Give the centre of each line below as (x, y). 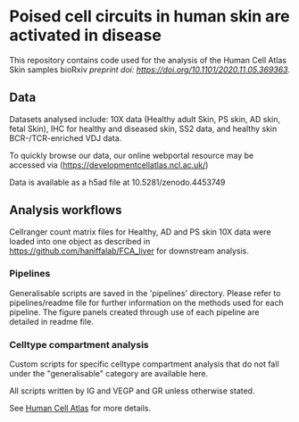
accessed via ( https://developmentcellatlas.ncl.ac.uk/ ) (109, 165)
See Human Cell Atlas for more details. (80, 409)
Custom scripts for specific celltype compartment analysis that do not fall (144, 364)
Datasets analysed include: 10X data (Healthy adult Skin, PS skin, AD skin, (145, 119)
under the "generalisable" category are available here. (109, 374)
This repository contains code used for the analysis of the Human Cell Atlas (148, 60)
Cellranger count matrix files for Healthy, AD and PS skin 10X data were (140, 232)
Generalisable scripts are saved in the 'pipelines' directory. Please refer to (145, 293)
